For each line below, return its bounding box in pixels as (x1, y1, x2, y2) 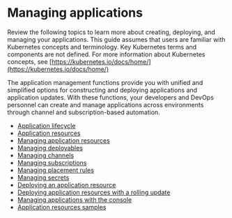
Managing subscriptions (17, 158, 87, 166)
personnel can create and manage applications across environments (7, 100, 204, 109)
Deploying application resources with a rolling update (17, 188, 171, 196)
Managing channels (17, 151, 75, 159)
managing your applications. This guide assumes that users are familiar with (7, 35, 226, 43)
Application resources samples (17, 203, 107, 211)
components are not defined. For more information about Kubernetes (7, 50, 206, 59)
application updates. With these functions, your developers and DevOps (7, 93, 214, 102)
